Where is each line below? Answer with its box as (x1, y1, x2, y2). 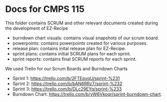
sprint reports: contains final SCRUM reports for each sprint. (12, 56, 137, 62)
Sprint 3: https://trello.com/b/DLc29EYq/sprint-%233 (12, 86, 122, 92)
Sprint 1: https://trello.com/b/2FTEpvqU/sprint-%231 (12, 75, 120, 81)
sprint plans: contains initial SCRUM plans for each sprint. (12, 51, 131, 57)
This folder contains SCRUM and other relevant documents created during (5, 20, 158, 26)
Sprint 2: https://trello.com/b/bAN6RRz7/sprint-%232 (12, 81, 122, 87)
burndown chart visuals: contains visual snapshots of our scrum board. (12, 35, 159, 41)
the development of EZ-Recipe (5, 25, 68, 31)
